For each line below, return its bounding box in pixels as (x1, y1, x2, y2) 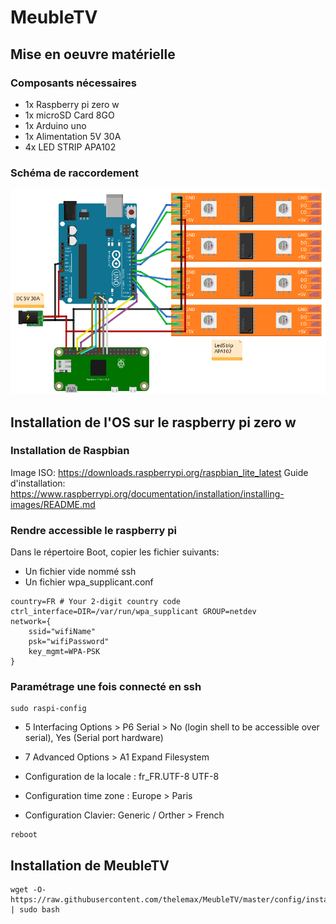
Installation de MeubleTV (10, 857, 170, 874)
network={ (10, 617, 52, 627)
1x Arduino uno (24, 119, 87, 131)
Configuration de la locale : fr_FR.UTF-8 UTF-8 (24, 771, 220, 783)
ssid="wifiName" (28, 627, 97, 637)
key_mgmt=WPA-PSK (28, 647, 101, 657)
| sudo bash (10, 905, 60, 915)
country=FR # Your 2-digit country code (10, 597, 182, 607)
